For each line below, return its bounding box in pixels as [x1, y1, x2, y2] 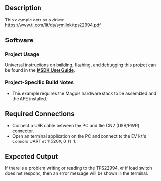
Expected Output [5, 152, 58, 161]
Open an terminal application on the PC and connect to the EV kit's [12, 133, 146, 139]
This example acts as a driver [5, 17, 64, 22]
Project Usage [5, 51, 40, 58]
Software [5, 36, 34, 44]
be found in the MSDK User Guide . [5, 67, 75, 73]
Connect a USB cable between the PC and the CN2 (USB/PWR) [12, 122, 140, 128]
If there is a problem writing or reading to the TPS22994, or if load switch [5, 165, 152, 171]
